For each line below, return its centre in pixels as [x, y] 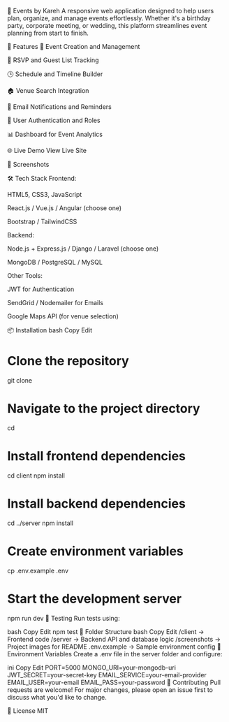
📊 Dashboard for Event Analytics [55, 134]
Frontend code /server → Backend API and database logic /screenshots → [114, 639]
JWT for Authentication [41, 289]
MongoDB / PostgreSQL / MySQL [55, 262]
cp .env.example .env [38, 570]
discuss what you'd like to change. [57, 697]
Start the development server [95, 599]
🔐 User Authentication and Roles [54, 120]
